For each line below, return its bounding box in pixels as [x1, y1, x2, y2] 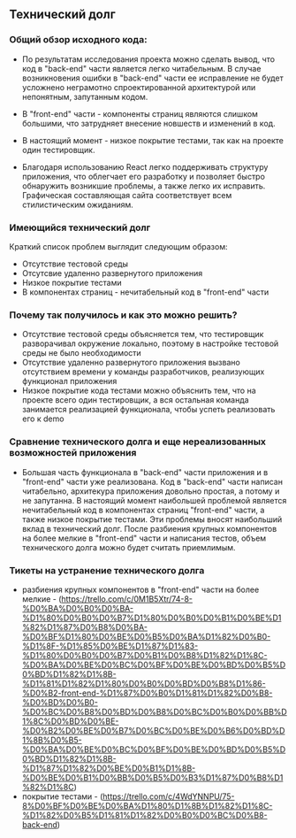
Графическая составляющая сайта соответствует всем [21, 189, 232, 200]
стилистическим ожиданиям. [21, 199, 134, 210]
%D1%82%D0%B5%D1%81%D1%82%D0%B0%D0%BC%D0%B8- [21, 810, 268, 820]
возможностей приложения [9, 447, 137, 459]
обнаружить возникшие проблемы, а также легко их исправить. [21, 181, 266, 191]
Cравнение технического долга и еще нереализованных [9, 435, 267, 448]
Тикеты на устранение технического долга [9, 564, 205, 576]
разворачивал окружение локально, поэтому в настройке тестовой [21, 338, 279, 349]
